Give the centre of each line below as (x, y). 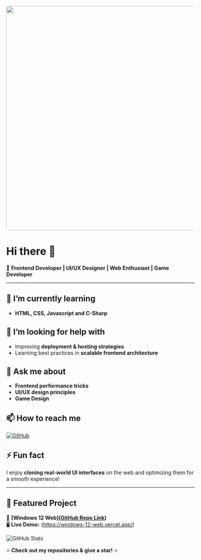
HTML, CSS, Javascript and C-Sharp (61, 313)
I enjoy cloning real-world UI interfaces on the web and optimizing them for (100, 472)
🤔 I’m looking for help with (56, 332)
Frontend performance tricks (51, 386)
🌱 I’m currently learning (51, 299)
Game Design (32, 398)
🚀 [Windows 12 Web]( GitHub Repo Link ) (56, 518)
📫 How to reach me (44, 418)
